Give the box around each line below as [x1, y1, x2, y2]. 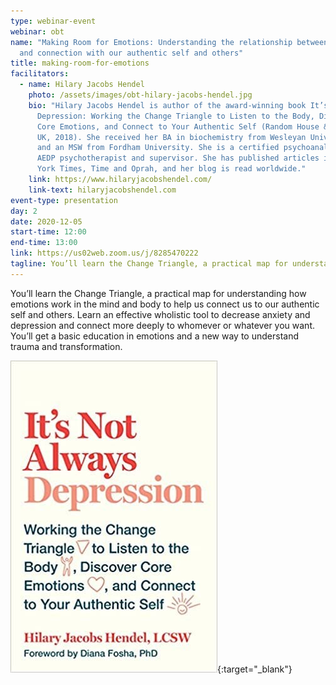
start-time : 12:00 [10, 227, 87, 237]
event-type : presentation [10, 195, 118, 205]
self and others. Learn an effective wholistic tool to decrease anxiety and [10, 308, 311, 320]
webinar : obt [10, 26, 65, 37]
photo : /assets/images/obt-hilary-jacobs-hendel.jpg [28, 90, 253, 100]
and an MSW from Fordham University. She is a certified [36, 143, 280, 153]
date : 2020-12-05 [10, 216, 83, 227]
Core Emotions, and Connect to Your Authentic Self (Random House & [36, 121, 329, 132]
